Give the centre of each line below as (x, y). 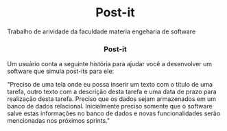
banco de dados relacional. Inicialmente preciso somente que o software (110, 106)
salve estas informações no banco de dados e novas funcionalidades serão (114, 113)
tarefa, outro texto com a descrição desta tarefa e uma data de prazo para (112, 92)
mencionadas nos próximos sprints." (59, 121)
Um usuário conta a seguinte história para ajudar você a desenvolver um (110, 64)
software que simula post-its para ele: (61, 71)
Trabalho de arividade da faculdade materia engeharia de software (101, 31)
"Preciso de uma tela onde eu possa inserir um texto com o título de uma (110, 85)
